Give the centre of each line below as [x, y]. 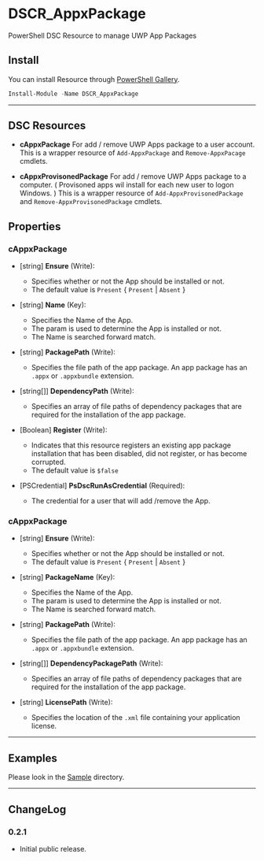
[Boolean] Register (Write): [63, 430]
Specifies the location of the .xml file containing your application [136, 718]
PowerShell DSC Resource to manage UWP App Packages [103, 35]
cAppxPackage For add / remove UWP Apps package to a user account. [137, 145]
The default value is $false [75, 470]
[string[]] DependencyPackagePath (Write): [91, 663]
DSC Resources [47, 126]
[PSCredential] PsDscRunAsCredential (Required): [102, 486]
